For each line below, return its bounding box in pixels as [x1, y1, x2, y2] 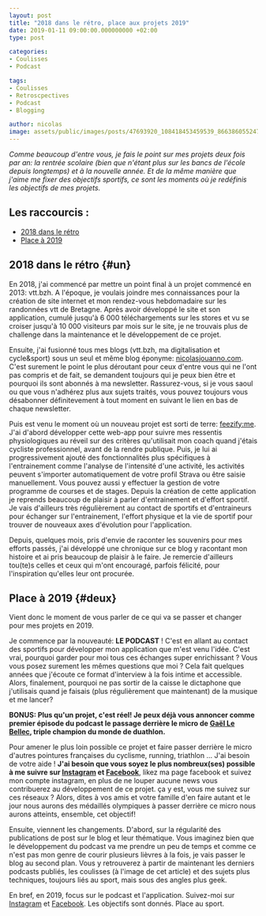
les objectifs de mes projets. [9, 183, 101, 192]
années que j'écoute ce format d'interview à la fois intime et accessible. [9, 669, 243, 680]
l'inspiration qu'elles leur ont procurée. [9, 568, 135, 578]
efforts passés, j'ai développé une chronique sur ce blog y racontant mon [9, 543, 248, 553]
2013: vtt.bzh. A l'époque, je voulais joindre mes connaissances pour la [9, 288, 240, 297]
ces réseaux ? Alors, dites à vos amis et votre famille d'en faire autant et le [9, 793, 251, 802]
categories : [9, 48, 48, 56]
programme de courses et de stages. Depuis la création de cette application [9, 486, 257, 496]
